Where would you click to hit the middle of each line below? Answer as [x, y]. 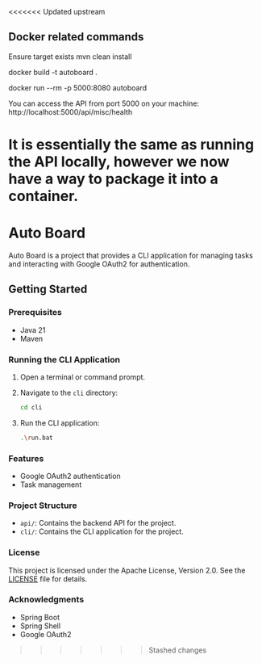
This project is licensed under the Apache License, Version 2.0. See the [127, 570]
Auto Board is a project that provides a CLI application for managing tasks [131, 255]
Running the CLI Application [64, 359]
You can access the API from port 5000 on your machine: [104, 103]
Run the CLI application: [60, 422]
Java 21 [33, 329]
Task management [51, 485]
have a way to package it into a [114, 179]
